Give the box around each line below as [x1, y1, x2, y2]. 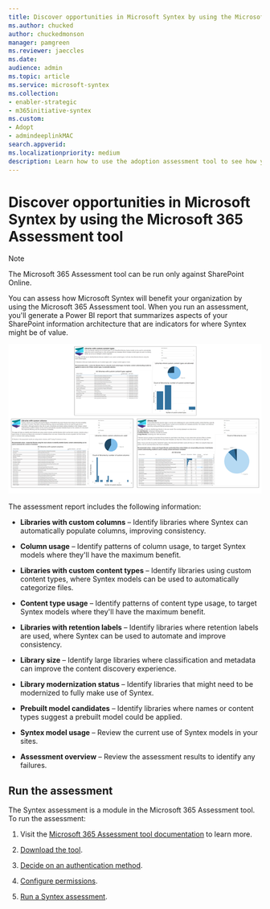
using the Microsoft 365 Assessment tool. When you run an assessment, [8, 302, 249, 312]
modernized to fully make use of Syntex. [19, 688, 154, 698]
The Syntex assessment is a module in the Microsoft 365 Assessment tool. [8, 805, 256, 815]
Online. [8, 278, 32, 287]
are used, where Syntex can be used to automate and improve [19, 631, 227, 641]
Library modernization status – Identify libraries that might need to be [19, 680, 254, 689]
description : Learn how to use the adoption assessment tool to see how [8, 157, 257, 165]
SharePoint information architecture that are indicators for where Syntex [8, 319, 247, 329]
